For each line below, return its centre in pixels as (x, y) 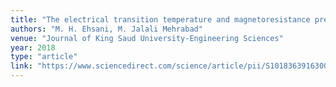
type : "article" (44, 57)
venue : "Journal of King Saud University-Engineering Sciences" (147, 38)
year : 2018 (33, 47)
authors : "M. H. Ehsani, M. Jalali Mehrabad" (106, 29)
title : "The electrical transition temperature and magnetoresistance (160, 19)
